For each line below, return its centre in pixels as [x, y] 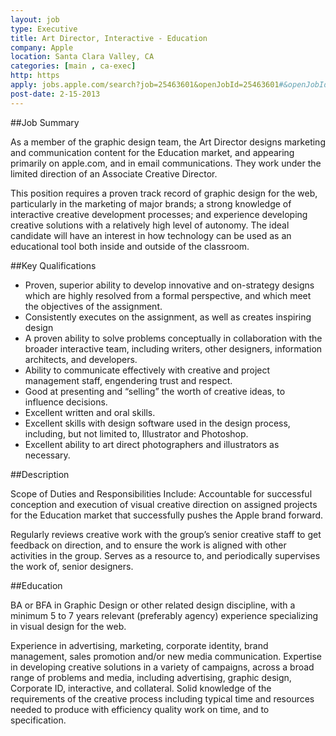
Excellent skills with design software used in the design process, [157, 423]
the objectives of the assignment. [93, 306]
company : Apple [42, 47]
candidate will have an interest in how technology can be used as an [151, 235]
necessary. [47, 455]
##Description [40, 474]
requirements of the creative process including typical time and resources [162, 698]
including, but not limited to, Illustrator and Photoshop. [136, 433]
